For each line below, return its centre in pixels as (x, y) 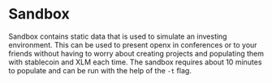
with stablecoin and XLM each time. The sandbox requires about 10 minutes (135, 62)
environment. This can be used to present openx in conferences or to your (133, 44)
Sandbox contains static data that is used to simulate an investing (118, 36)
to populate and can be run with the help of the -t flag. (100, 70)
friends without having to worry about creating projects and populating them (136, 53)
